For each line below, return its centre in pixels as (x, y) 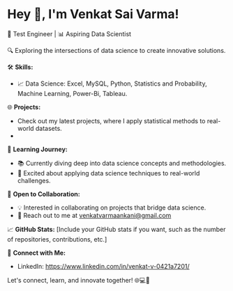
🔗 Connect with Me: (37, 253)
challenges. (34, 180)
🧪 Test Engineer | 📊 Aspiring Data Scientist (69, 33)
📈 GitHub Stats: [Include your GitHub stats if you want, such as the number (116, 229)
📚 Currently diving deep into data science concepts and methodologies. (122, 163)
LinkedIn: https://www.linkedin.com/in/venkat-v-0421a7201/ (103, 266)
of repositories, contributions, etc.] (57, 239)
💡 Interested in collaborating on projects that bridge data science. (112, 207)
